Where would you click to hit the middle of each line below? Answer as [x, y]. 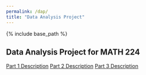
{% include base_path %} [37, 33]
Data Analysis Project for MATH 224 [73, 52]
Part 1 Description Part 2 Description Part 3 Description [72, 66]
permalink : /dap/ [27, 11]
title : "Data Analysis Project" [45, 17]
